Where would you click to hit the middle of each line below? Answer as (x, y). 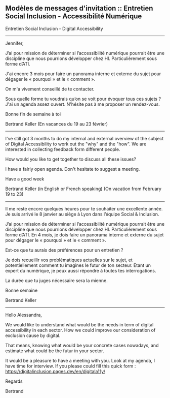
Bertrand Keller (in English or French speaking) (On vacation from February (83, 189)
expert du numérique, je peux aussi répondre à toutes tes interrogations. (81, 270)
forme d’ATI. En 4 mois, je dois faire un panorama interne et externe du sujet (84, 235)
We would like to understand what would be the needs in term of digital (79, 324)
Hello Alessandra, (24, 315)
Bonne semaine (22, 290)
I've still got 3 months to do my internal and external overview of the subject (84, 138)
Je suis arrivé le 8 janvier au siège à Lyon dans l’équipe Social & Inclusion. (82, 214)
